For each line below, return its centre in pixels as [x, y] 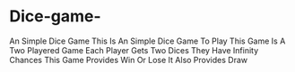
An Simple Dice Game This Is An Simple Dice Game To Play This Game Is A [147, 41]
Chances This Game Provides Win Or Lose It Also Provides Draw [129, 60]
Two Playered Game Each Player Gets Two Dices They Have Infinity [134, 50]
